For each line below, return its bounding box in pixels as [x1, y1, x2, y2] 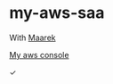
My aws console [9, 49, 69, 60]
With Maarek [9, 32, 56, 43]
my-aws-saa [9, 3, 105, 23]
